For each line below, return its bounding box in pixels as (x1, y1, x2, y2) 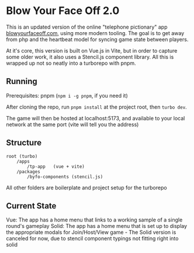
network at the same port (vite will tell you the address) (6, 121, 139, 128)
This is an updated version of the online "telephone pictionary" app (6, 23, 168, 30)
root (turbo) (6, 153, 38, 159)
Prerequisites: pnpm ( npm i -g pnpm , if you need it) (6, 92, 129, 99)
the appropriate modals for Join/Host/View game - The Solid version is (6, 229, 176, 236)
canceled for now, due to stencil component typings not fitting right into (6, 235, 179, 242)
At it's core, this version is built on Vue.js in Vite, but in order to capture (6, 47, 178, 54)
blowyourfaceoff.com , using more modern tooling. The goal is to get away (6, 29, 185, 36)
